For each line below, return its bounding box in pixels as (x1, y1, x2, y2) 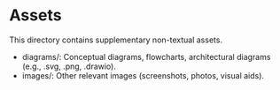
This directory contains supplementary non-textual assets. (9, 34, 223, 45)
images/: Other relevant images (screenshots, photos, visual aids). (21, 70, 264, 80)
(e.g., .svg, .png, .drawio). (21, 61, 117, 71)
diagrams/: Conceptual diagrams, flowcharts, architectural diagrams (21, 51, 271, 62)
